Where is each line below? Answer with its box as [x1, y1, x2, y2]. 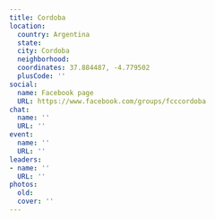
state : [17, 38, 42, 48]
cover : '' [17, 197, 54, 207]
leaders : [9, 154, 42, 164]
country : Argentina [17, 30, 90, 39]
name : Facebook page [17, 88, 94, 97]
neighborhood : [17, 55, 70, 64]
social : [9, 80, 39, 89]
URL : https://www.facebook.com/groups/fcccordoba [17, 96, 206, 106]
